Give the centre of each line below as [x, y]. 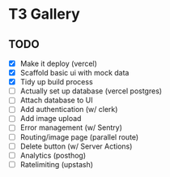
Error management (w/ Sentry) [71, 127]
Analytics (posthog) [53, 155]
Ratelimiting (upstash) [57, 164]
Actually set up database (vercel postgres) [91, 91]
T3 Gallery [45, 14]
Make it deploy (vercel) [58, 63]
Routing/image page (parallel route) [79, 137]
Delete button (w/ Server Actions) [76, 146]
